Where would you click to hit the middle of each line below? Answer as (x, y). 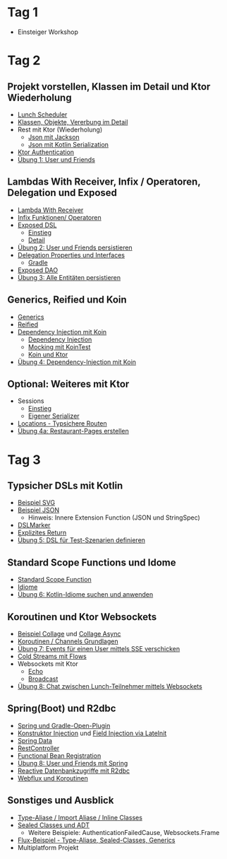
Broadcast (43, 679)
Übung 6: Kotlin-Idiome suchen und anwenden (85, 595)
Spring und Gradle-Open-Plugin (64, 725)
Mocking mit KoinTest (59, 346)
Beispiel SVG (36, 503)
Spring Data (35, 740)
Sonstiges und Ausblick (61, 801)
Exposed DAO (38, 270)
